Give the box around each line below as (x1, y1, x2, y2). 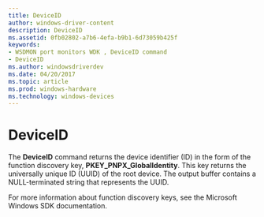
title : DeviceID (8, 11, 61, 20)
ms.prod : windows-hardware (8, 84, 97, 93)
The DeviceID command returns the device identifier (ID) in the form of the (8, 152, 251, 162)
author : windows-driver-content (8, 19, 114, 27)
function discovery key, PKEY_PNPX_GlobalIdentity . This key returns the (8, 161, 247, 170)
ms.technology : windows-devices (8, 92, 114, 100)
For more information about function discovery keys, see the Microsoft (8, 193, 238, 202)
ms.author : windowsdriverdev (8, 63, 104, 71)
